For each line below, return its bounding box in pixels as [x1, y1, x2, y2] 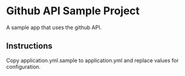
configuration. [6, 63, 41, 70]
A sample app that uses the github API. [6, 24, 102, 31]
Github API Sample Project [6, 4, 140, 18]
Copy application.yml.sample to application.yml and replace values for [6, 56, 179, 64]
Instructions [6, 41, 53, 51]
